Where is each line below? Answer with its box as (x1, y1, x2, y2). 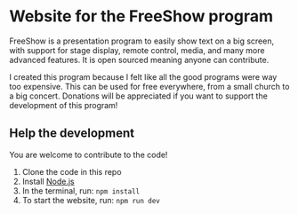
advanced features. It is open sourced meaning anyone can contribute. (9, 54, 270, 65)
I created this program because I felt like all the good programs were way (9, 71, 278, 82)
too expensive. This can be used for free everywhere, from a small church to (9, 81, 290, 91)
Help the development (9, 126, 135, 141)
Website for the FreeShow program (9, 6, 274, 27)
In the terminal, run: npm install (21, 185, 141, 196)
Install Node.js (21, 176, 75, 186)
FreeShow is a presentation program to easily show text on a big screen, (9, 36, 274, 46)
